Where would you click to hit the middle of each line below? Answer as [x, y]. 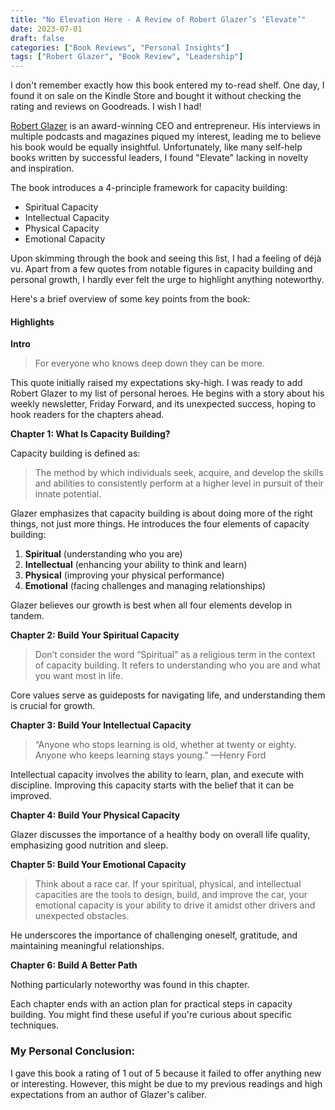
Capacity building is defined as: [75, 453]
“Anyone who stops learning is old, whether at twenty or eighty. [165, 745]
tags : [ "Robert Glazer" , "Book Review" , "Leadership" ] [127, 57]
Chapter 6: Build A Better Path [74, 965]
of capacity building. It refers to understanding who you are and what [177, 665]
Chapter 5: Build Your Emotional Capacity [98, 865]
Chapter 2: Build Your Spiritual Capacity [95, 635]
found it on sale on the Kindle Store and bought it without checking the [156, 96]
